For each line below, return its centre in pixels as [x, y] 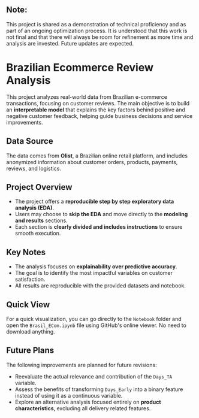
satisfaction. [30, 279]
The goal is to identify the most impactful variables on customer [94, 273]
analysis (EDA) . [34, 208]
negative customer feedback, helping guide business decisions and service [99, 116]
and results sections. [41, 220]
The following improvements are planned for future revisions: [82, 365]
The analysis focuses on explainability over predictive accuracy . [96, 266]
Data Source [30, 141]
